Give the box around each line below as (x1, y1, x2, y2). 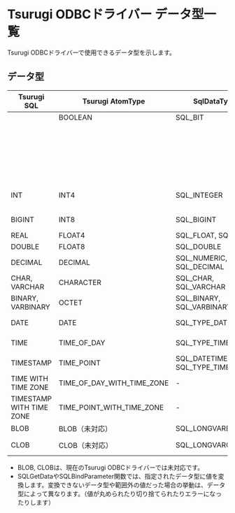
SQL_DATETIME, (176, 354, 230, 363)
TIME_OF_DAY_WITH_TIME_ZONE (58, 378, 169, 388)
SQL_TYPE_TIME (176, 338, 231, 347)
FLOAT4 (58, 230, 85, 240)
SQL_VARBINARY (176, 302, 232, 312)
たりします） (17, 498, 55, 507)
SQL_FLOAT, (176, 230, 217, 240)
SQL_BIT (176, 113, 204, 122)
